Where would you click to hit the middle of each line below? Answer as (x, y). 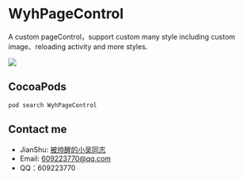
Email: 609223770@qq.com (65, 158)
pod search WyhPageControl (53, 105)
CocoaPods (38, 87)
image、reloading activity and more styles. (78, 46)
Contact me (38, 129)
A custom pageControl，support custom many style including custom (122, 36)
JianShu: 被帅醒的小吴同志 (63, 149)
